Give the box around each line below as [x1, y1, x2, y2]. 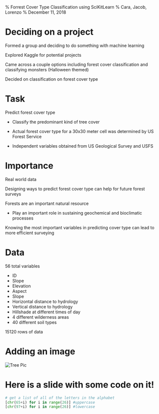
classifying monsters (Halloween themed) [5, 66, 89, 72]
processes [12, 215, 34, 221]
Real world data [5, 176, 37, 182]
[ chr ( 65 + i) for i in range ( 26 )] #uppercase [5, 400, 95, 405]
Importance [5, 160, 54, 172]
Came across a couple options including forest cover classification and [5, 61, 148, 67]
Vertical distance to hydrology [12, 304, 73, 309]
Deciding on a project [5, 26, 94, 38]
